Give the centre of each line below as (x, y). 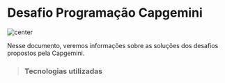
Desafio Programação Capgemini (105, 13)
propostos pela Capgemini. (46, 53)
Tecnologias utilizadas (63, 71)
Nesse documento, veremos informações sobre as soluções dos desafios (113, 45)
